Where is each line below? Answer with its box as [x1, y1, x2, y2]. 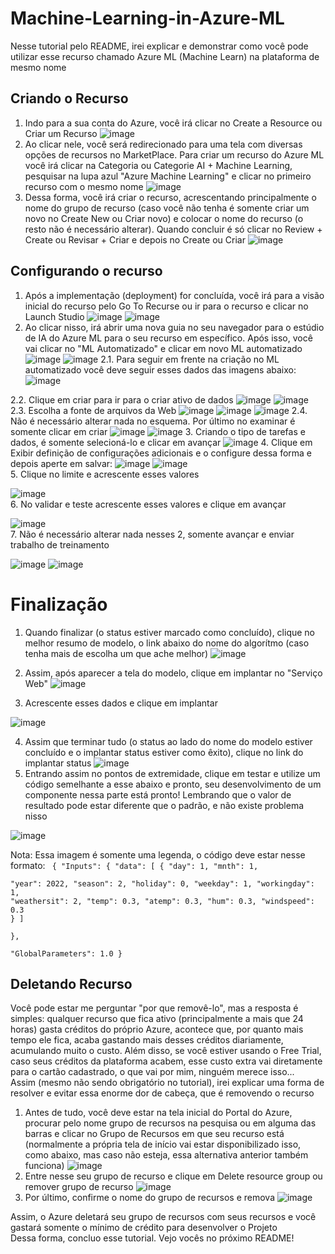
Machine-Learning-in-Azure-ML [10, 7, 285, 30]
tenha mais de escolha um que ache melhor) [24, 647, 209, 659]
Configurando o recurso [10, 263, 163, 280]
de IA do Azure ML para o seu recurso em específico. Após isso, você [24, 332, 313, 344]
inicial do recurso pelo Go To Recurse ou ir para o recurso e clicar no [24, 300, 309, 312]
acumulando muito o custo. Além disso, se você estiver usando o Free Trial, [10, 1045, 322, 1057]
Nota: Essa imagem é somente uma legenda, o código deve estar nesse [10, 848, 306, 861]
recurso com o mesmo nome [24, 180, 144, 192]
